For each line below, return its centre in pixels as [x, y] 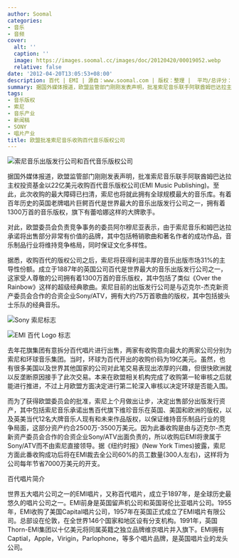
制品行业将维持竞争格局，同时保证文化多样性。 [82, 245]
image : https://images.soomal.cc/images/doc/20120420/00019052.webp [117, 61]
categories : [25, 21]
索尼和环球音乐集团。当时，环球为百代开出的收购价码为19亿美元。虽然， [113, 359]
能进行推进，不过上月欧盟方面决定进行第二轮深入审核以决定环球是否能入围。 [119, 386]
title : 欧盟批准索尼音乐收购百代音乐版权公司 [67, 140]
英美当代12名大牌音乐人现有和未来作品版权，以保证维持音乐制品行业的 [116, 419]
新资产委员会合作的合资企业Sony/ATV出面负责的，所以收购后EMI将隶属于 [115, 437]
